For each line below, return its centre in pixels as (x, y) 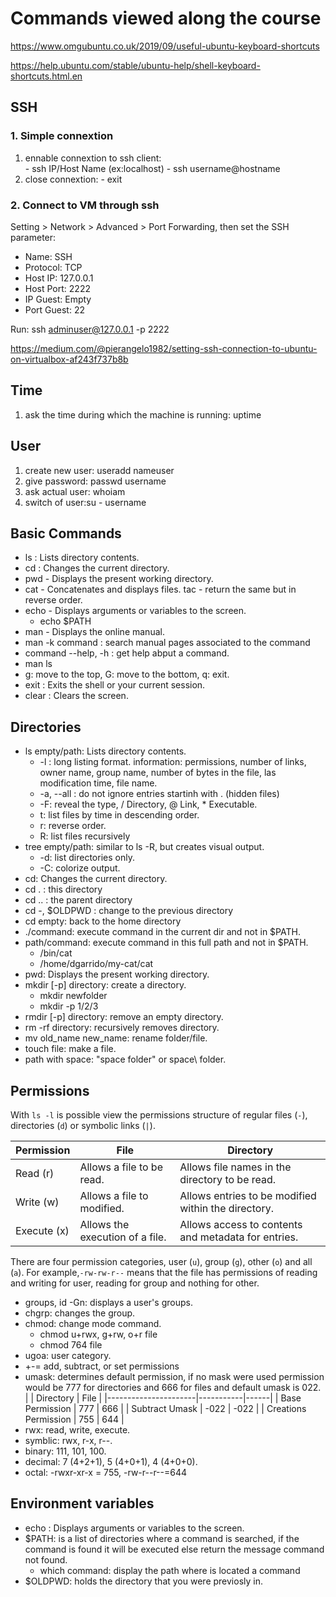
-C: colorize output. (80, 868)
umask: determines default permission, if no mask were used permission (174, 1376)
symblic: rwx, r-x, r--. (68, 1440)
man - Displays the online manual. (94, 632)
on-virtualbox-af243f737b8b (69, 359)
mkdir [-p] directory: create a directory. (105, 985)
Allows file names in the (235, 1167)
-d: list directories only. (87, 858)
